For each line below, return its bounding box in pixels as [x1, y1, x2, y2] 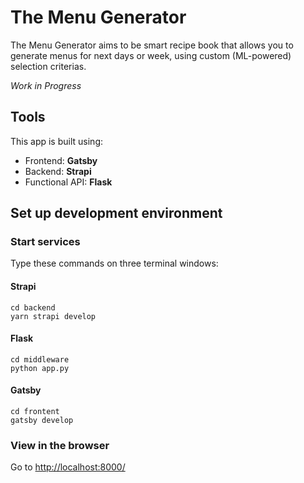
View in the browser [10, 438, 110, 452]
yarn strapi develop [10, 311, 97, 321]
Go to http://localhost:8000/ [10, 461, 126, 473]
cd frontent [10, 407, 60, 417]
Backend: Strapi [24, 165, 92, 177]
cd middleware [10, 354, 70, 365]
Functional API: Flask [24, 176, 113, 188]
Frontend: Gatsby [24, 154, 98, 166]
